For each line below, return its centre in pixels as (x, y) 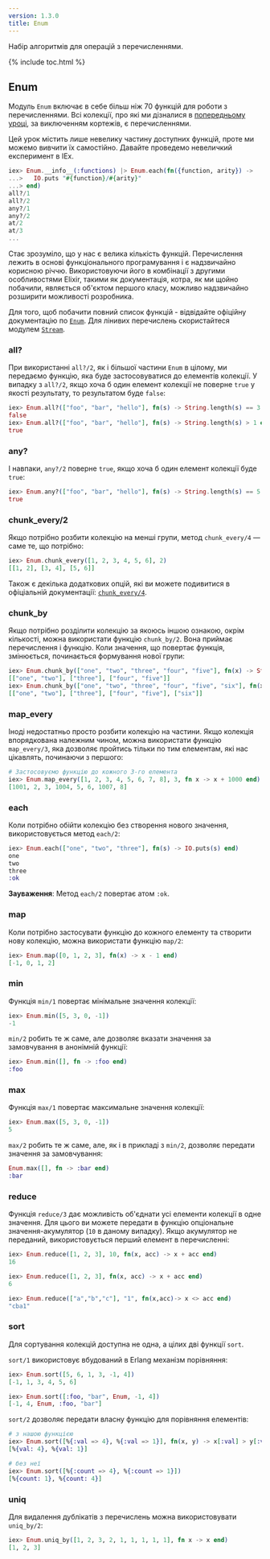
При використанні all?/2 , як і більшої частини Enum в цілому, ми (118, 368)
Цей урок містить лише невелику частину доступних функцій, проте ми (131, 139)
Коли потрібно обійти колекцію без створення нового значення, (119, 825)
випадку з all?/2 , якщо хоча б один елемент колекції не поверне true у (132, 385)
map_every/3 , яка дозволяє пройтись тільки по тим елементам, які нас (129, 749)
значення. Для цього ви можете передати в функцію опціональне (121, 1223)
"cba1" (19, 1306)
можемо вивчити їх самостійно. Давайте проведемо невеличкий (121, 148)
